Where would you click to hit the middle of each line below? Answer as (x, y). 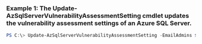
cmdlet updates (166, 15)
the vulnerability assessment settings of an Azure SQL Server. (99, 23)
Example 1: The (29, 8)
